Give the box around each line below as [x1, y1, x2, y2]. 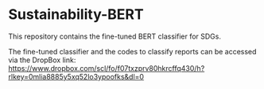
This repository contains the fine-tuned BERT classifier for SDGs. [8, 32, 221, 41]
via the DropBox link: [8, 55, 76, 65]
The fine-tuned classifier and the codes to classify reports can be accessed [8, 46, 257, 56]
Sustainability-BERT [8, 6, 145, 24]
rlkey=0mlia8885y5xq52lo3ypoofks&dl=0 [8, 72, 145, 81]
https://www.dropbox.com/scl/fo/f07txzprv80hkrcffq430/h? [8, 63, 205, 72]
